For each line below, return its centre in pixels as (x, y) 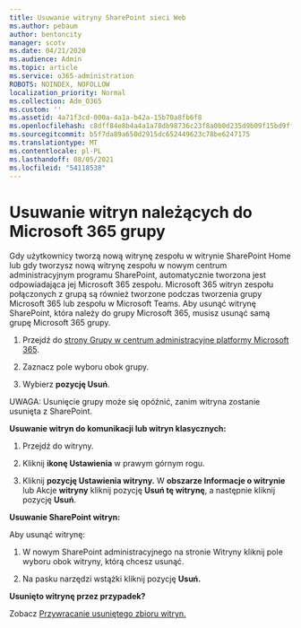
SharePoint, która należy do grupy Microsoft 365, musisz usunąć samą (140, 313)
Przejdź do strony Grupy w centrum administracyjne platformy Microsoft (155, 340)
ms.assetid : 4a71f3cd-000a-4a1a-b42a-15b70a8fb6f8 (106, 118)
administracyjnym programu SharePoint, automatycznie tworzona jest (138, 275)
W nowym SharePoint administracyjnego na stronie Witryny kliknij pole (153, 552)
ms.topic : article (43, 68)
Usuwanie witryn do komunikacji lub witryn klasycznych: (118, 429)
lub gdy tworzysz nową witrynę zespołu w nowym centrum (118, 266)
